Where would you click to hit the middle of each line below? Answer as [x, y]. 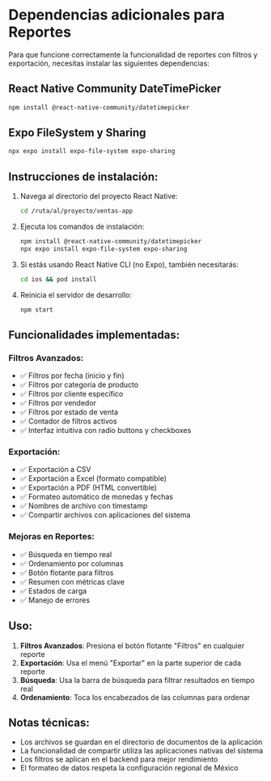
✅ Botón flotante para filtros [67, 573]
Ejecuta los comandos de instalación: [82, 226]
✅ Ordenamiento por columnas [72, 563]
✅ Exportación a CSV [55, 470]
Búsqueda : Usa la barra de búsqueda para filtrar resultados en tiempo [137, 680]
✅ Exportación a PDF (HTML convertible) [89, 487]
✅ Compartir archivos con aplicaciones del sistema [105, 515]
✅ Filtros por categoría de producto [79, 385]
